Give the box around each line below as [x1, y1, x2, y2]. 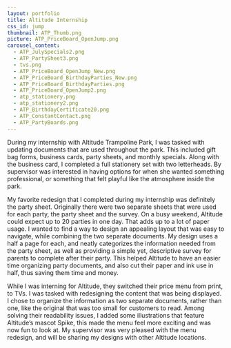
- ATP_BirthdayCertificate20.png [13, 106, 110, 113]
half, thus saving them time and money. [7, 268, 119, 276]
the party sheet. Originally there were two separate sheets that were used [7, 203, 217, 211]
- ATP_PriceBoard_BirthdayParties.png [13, 81, 125, 88]
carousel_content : [7, 42, 60, 49]
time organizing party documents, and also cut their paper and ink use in [7, 261, 214, 269]
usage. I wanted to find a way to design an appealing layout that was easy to [7, 225, 225, 233]
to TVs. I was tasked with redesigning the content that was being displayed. [7, 289, 222, 297]
